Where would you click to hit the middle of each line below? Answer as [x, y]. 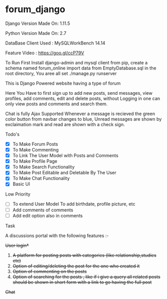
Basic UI [21, 184]
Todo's [12, 134]
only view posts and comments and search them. [56, 104]
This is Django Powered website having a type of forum [63, 83]
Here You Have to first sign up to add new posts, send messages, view [79, 93]
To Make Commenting [36, 150]
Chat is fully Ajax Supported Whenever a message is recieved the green [80, 114]
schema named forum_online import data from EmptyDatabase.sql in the [81, 68]
